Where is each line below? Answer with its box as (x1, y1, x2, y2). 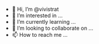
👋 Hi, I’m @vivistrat (11, 6, 59, 12)
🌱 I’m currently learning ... (11, 18, 76, 25)
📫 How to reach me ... (11, 32, 68, 38)
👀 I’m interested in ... (11, 12, 63, 19)
